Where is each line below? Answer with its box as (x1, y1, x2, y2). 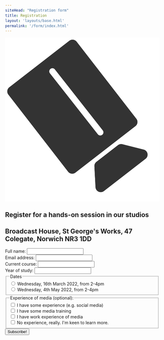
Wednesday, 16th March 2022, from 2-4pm (17, 281, 104, 287)
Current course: (5, 261, 37, 267)
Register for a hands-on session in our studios (5, 211, 149, 219)
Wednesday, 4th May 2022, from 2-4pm (17, 286, 99, 293)
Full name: (5, 248, 26, 254)
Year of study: (5, 267, 34, 273)
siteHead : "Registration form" (5, 8, 69, 13)
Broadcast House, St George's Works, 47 (5, 227, 133, 235)
